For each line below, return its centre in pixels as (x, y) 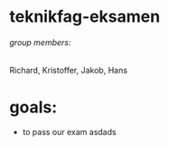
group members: (40, 42)
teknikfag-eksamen (85, 17)
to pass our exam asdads (69, 132)
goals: (33, 107)
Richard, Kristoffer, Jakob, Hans (69, 71)
